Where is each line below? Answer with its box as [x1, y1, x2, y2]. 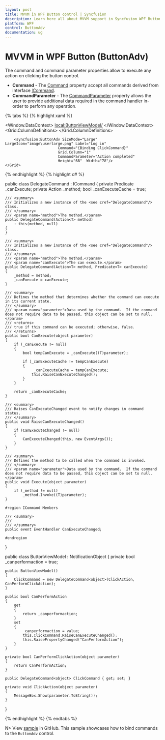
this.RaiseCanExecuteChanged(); [31, 372, 98, 377]
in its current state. [5, 298, 52, 304]
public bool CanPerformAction [5, 594, 67, 599]
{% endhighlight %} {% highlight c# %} [5, 171, 84, 177]
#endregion [5, 535, 27, 540]
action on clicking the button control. [5, 72, 80, 79]
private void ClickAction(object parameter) [5, 684, 98, 689]
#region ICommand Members [5, 505, 58, 510]
